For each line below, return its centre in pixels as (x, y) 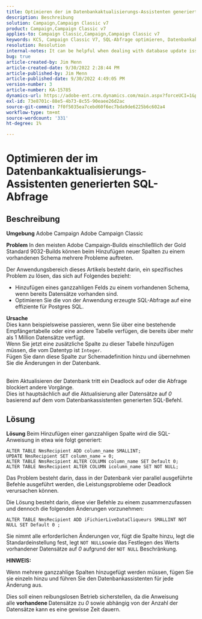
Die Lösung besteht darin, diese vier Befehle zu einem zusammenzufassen (99, 502)
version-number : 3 (29, 85)
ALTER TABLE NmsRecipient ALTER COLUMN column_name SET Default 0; (93, 461)
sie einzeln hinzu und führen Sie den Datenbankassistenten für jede (90, 578)
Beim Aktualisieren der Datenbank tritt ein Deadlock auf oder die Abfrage (97, 381)
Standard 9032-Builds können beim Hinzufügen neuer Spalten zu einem (96, 252)
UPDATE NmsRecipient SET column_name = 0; (60, 456)
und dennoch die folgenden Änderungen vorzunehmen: (75, 508)
